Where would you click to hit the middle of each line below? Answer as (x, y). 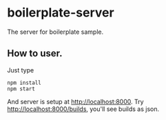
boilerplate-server (61, 13)
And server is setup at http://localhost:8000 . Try (75, 101)
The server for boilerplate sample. (55, 32)
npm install (24, 83)
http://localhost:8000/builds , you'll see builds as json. (83, 109)
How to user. (35, 53)
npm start (21, 89)
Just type (21, 70)
